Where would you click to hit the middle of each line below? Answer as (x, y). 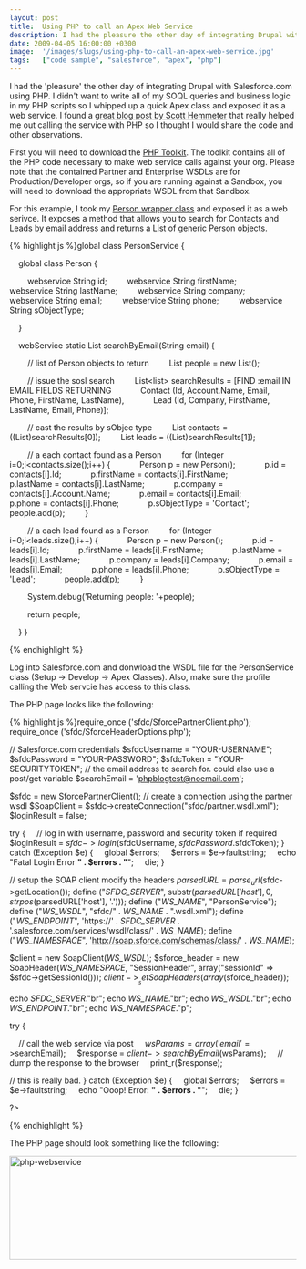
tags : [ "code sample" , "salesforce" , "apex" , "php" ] (116, 60)
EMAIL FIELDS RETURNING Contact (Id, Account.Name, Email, (140, 390)
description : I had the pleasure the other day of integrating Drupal (146, 35)
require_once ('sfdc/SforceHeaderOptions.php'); (100, 732)
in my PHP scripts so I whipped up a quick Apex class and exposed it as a (148, 105)
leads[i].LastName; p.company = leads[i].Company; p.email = (152, 560)
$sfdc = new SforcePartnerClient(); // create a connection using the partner (151, 796)
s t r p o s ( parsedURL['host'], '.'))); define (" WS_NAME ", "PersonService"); (143, 901)
